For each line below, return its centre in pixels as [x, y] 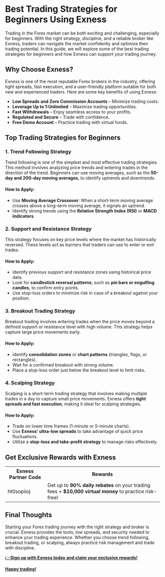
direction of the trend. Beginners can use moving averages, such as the [77, 173]
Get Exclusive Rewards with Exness [61, 457]
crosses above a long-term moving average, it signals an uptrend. [79, 206]
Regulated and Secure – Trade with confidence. [61, 117]
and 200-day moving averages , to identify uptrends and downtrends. [85, 178]
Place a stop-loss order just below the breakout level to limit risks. [79, 370]
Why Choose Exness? [39, 70]
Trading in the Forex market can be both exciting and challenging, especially [82, 33]
